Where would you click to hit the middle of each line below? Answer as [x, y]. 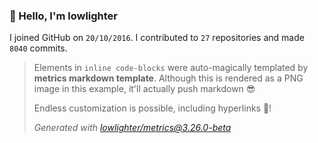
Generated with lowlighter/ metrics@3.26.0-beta [132, 128]
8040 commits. [38, 48]
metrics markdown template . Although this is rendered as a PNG [168, 78]
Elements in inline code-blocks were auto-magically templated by [171, 68]
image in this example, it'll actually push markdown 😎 [144, 89]
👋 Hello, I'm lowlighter [64, 16]
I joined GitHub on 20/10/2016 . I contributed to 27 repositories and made [157, 38]
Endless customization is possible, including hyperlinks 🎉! [152, 108]
